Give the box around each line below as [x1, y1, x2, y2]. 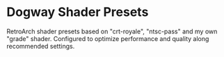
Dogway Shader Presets [6, 4, 149, 20]
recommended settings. [6, 42, 75, 50]
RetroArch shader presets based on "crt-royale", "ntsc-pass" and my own [6, 27, 218, 35]
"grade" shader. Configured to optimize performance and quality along [6, 34, 209, 42]
